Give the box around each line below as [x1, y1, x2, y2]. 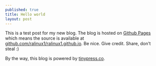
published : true [5, 7, 39, 12]
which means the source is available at [5, 35, 84, 41]
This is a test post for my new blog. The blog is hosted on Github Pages [5, 30, 151, 36]
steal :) [5, 46, 19, 52]
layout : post [5, 16, 32, 21]
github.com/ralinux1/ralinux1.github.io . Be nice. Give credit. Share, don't [5, 41, 151, 47]
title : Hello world [5, 12, 46, 17]
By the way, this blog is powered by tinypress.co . [5, 56, 105, 62]
